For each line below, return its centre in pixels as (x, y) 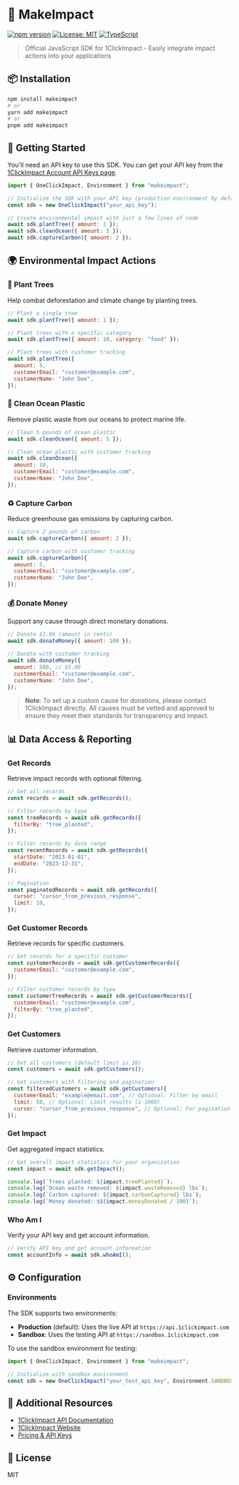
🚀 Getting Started (47, 148)
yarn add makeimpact (38, 112)
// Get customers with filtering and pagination (81, 1082)
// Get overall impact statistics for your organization (94, 1162)
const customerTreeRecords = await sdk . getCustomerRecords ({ (100, 996)
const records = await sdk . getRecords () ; (70, 798)
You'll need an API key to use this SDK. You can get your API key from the (115, 165)
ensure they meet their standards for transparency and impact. (117, 716)
